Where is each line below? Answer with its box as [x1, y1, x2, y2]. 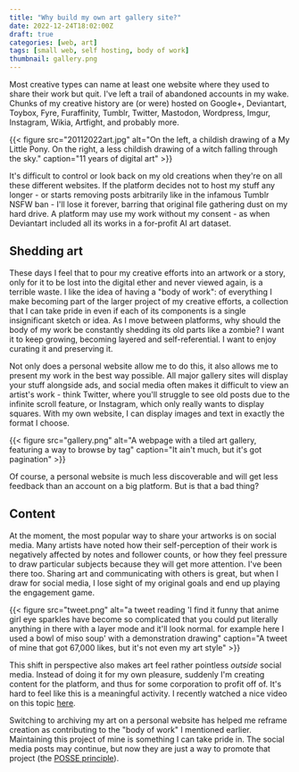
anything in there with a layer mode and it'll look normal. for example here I [9, 623, 284, 634]
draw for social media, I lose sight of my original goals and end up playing [9, 577, 281, 588]
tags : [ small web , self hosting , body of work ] [9, 46, 190, 55]
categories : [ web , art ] [9, 37, 98, 47]
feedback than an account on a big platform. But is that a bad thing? [9, 480, 260, 491]
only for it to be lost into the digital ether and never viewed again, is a [9, 277, 263, 287]
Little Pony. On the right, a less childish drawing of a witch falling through [9, 144, 278, 154]
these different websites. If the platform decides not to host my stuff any [9, 180, 275, 190]
